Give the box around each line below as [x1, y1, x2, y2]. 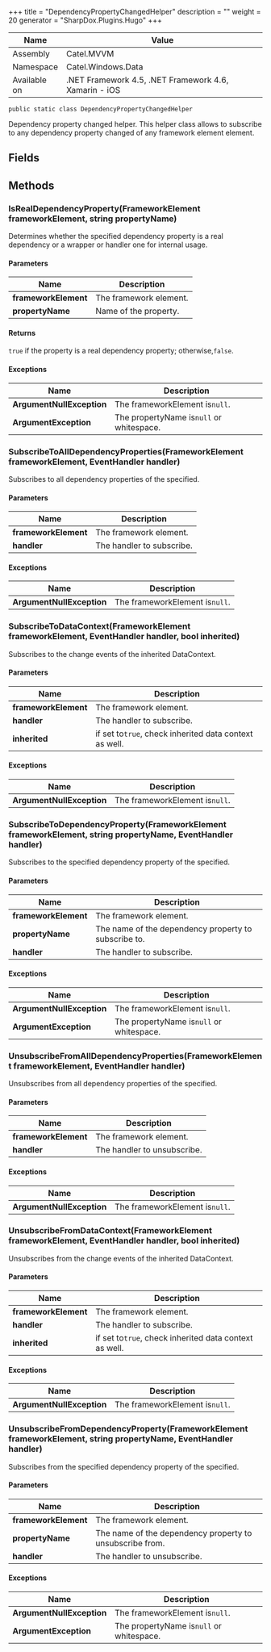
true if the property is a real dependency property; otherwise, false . [8, 346, 234, 356]
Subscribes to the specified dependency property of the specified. [8, 857, 231, 867]
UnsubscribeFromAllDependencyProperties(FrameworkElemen [8, 1050, 263, 1061]
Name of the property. [95, 306, 180, 317]
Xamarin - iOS [65, 85, 121, 95]
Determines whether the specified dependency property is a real [8, 232, 223, 241]
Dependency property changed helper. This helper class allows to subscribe [8, 119, 262, 128]
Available [12, 74, 47, 86]
